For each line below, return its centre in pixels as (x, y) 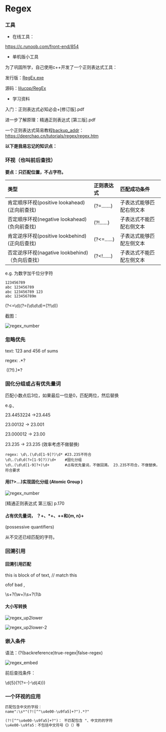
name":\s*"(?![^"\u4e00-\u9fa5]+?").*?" (47, 712)
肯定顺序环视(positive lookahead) (46, 202)
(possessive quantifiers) (30, 527)
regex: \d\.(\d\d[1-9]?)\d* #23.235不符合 (48, 454)
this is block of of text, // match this (41, 575)
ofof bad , (15, 585)
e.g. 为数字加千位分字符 (29, 273)
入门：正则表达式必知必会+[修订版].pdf (45, 109)
